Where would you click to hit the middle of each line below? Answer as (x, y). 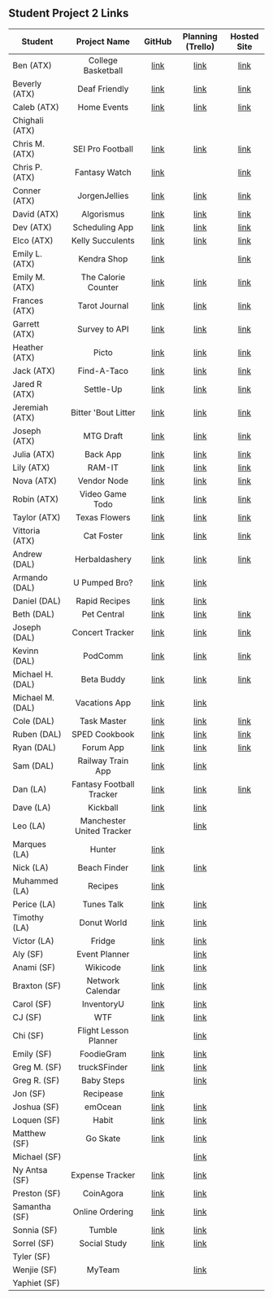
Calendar (103, 990)
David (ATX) (36, 213)
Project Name (103, 42)
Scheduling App (103, 227)
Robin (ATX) (36, 498)
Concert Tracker (103, 632)
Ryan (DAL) (35, 747)
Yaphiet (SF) (36, 1283)
